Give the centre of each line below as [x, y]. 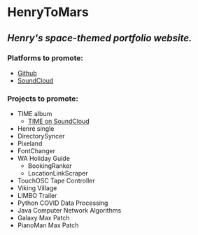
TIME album [35, 114]
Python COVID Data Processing [63, 203]
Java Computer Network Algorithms [69, 211]
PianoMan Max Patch [48, 225]
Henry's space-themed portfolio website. [100, 38]
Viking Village [37, 188]
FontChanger [36, 151]
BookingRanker [50, 166]
